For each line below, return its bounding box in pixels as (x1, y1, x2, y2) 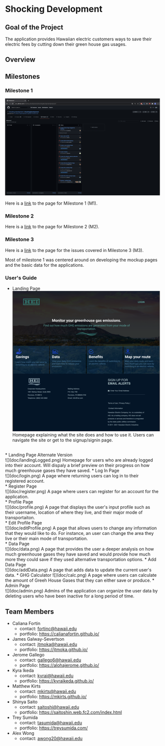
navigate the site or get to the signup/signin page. (12, 437, 113, 443)
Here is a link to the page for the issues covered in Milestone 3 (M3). (5, 247, 144, 253)
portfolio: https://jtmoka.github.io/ (19, 647, 88, 653)
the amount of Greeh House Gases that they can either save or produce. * (5, 577, 155, 584)
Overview (5, 56, 36, 64)
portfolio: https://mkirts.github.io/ (19, 694, 87, 700)
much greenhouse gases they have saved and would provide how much (5, 551, 151, 557)
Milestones (5, 72, 40, 81)
